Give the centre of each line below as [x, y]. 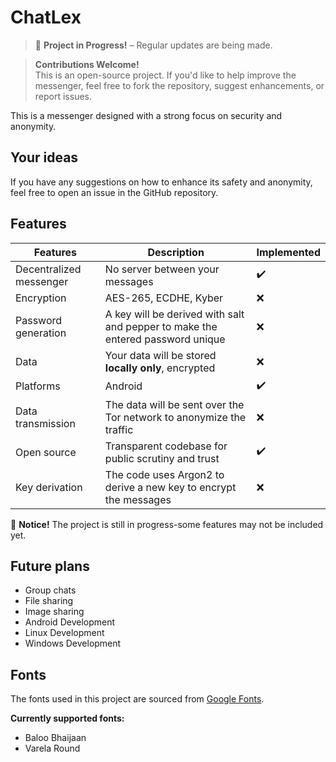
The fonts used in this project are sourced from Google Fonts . [137, 699]
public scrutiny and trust [162, 458]
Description [176, 252]
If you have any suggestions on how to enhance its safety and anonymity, [161, 182]
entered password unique [165, 339]
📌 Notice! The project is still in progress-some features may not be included [167, 524]
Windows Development [73, 643]
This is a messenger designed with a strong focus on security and [146, 115]
